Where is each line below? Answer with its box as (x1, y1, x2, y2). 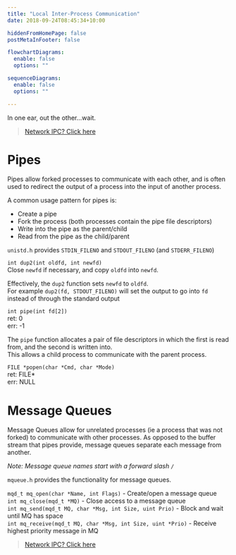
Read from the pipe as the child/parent (17, 232, 130, 240)
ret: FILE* (7, 370, 36, 379)
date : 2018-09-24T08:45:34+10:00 (7, 17, 106, 24)
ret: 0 (7, 315, 23, 323)
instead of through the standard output (7, 294, 120, 303)
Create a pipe (17, 209, 58, 219)
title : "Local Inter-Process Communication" (7, 10, 140, 18)
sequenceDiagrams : (7, 75, 61, 82)
